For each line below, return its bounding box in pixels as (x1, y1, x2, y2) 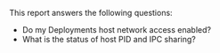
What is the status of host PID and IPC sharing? (21, 34, 196, 44)
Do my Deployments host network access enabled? (21, 25, 212, 34)
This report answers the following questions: (9, 8, 173, 18)
